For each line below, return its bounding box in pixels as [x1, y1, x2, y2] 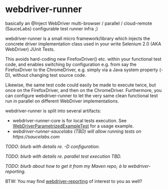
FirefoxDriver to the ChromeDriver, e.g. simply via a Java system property [5, 67, 158, 73]
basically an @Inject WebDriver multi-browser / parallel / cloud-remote [5, 20, 152, 26]
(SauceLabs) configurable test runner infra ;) [5, 25, 98, 31]
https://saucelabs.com [12, 133, 60, 139]
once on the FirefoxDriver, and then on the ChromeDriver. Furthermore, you [5, 87, 162, 93]
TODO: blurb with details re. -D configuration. [5, 143, 100, 150]
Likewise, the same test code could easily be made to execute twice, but [5, 82, 156, 88]
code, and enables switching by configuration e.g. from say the [5, 61, 137, 67]
